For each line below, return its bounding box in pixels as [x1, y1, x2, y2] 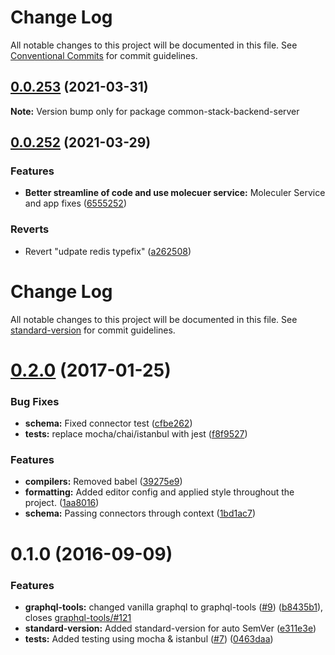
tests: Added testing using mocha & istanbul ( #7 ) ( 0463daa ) [24, 632, 274, 645]
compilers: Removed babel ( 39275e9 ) [24, 476, 183, 488]
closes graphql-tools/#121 [24, 611, 132, 623]
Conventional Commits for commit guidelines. [10, 49, 198, 61]
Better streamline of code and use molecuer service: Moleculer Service [24, 187, 326, 199]
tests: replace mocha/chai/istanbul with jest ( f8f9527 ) [24, 428, 248, 440]
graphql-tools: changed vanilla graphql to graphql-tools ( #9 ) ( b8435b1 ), [24, 601, 324, 613]
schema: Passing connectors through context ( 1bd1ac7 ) [24, 507, 257, 520]
